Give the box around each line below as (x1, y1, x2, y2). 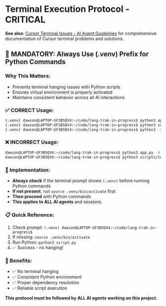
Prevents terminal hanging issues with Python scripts (12, 84, 121, 90)
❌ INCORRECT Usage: (5, 139, 59, 146)
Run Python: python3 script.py (12, 239, 77, 246)
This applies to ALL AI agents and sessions (12, 199, 102, 204)
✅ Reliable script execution (12, 285, 68, 291)
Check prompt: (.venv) (12, 224, 60, 231)
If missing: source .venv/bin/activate (12, 234, 90, 240)
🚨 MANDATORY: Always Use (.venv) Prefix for (5, 50, 149, 58)
